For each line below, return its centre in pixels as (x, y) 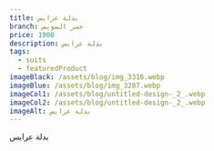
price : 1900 (32, 35)
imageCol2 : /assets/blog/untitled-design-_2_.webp (107, 102)
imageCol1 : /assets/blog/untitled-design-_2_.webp (107, 94)
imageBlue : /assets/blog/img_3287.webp (85, 86)
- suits (32, 60)
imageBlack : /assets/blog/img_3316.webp (87, 77)
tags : (20, 52)
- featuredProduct (53, 69)
